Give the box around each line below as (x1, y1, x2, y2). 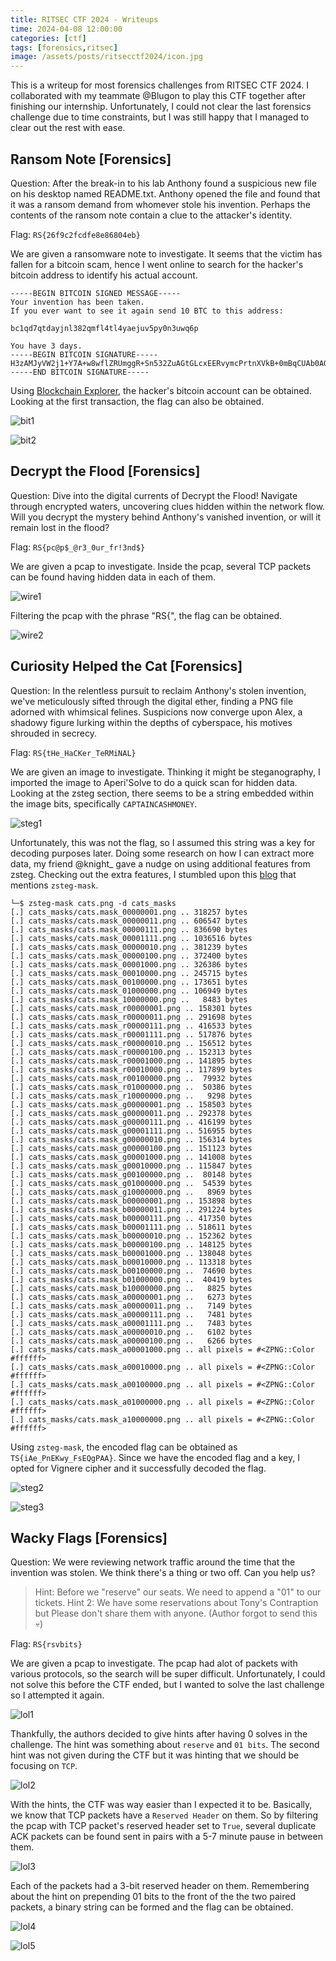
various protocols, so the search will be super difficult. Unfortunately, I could (10, 1668, 326, 1680)
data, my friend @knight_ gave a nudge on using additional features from (10, 857, 311, 870)
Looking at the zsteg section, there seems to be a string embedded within (10, 787, 314, 799)
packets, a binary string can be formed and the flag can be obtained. (10, 1901, 294, 1913)
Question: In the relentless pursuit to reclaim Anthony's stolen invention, (10, 684, 307, 696)
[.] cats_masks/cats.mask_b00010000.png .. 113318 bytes (10, 1257, 253, 1267)
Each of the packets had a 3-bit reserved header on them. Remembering (10, 1880, 310, 1892)
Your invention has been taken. (10, 297, 145, 307)
